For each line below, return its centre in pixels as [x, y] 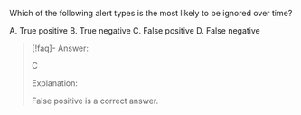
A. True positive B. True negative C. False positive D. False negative [135, 30]
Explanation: [55, 83]
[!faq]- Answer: [60, 48]
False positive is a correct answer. [95, 101]
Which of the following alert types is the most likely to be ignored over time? [151, 13]
